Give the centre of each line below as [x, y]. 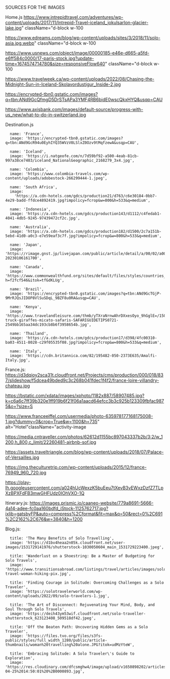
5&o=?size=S [19, 406]
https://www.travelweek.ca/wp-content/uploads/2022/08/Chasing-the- [80, 79]
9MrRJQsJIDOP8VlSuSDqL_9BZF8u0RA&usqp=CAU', [53, 298]
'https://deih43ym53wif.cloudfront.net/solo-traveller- [86, 614]
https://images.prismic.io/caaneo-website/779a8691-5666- [92, 503]
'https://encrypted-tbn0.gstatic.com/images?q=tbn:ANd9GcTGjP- [94, 294]
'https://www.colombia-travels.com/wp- [68, 174]
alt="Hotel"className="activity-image [46, 427]
